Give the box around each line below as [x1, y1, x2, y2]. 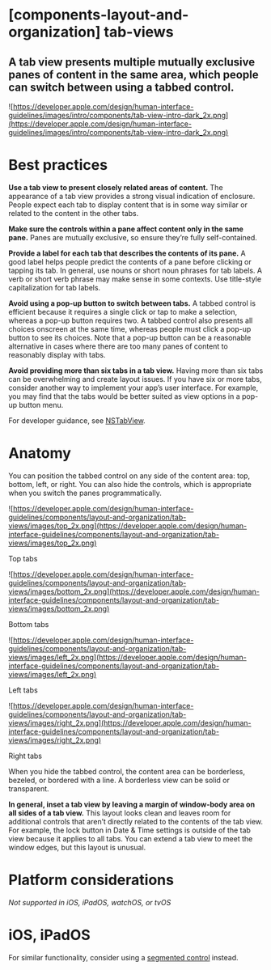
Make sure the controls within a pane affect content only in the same [8, 224, 244, 234]
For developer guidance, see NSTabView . [8, 415, 146, 426]
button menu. [19, 400, 64, 409]
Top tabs [8, 553, 38, 563]
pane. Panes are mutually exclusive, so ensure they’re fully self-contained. [8, 232, 257, 242]
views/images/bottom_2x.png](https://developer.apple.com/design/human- [8, 587, 260, 596]
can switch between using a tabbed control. [8, 80, 235, 94]
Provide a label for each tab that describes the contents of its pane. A [8, 248, 247, 258]
